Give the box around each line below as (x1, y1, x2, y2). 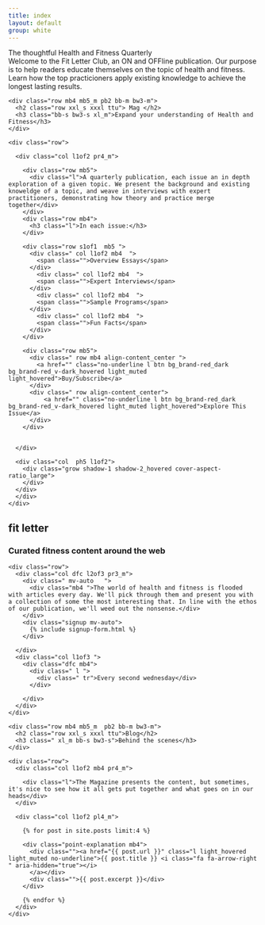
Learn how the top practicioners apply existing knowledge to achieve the (8, 73, 246, 83)
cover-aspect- (175, 465, 222, 473)
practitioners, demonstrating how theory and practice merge (8, 194, 215, 202)
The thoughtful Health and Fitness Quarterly (8, 48, 152, 58)
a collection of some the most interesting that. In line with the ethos (8, 598, 258, 606)
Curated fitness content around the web (8, 545, 166, 556)
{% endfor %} (22, 896, 66, 904)
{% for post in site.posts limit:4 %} (22, 827, 151, 835)
